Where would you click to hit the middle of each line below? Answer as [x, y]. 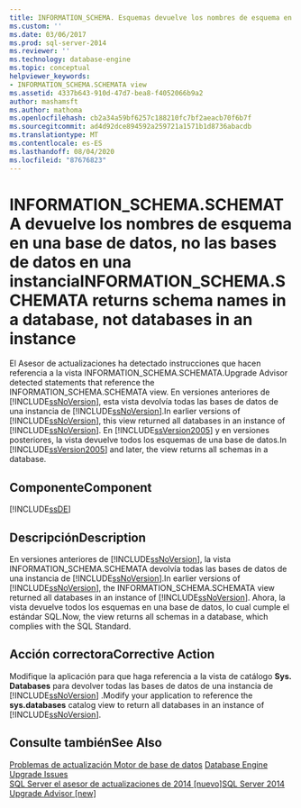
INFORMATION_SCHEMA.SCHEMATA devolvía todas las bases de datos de [148, 569]
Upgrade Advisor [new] [53, 793]
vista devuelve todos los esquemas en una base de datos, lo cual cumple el [150, 607]
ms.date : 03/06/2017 [48, 34]
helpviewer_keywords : [50, 77]
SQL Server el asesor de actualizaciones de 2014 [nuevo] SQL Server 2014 [147, 784]
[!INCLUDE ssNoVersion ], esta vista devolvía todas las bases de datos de [144, 402]
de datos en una [71, 262]
